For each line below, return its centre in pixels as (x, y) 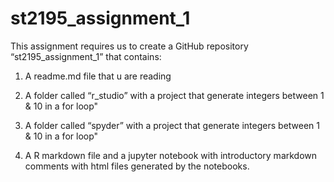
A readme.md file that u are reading (98, 76)
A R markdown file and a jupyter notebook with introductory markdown (171, 155)
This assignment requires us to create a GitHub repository (129, 46)
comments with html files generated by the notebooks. (137, 166)
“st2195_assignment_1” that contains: (86, 56)
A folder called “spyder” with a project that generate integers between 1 (172, 125)
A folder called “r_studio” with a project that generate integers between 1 (174, 95)
